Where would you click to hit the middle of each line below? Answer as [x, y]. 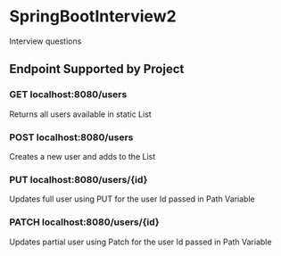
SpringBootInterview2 [93, 17]
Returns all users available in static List [80, 114]
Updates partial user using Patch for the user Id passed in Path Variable [140, 242]
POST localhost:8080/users [71, 137]
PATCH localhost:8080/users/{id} [84, 222]
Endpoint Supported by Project [97, 69]
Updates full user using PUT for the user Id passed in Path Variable [132, 199]
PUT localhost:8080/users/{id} [79, 179]
